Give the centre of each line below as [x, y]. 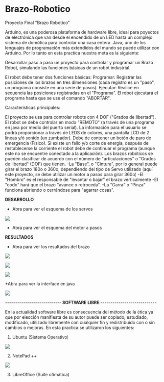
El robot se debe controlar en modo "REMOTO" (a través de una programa [80, 122]
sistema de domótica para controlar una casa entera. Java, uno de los [75, 42]
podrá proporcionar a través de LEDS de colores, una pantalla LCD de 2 [77, 132]
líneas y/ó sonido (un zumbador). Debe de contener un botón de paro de [78, 138]
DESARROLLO [20, 199]
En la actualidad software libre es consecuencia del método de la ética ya [79, 312]
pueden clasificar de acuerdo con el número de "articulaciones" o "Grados [81, 158]
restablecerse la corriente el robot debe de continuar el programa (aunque [80, 148]
